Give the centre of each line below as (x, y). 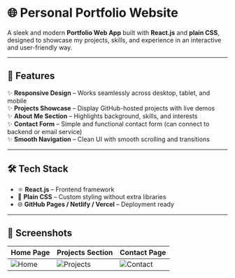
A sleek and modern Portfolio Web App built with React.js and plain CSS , (114, 32)
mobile (17, 101)
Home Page (30, 253)
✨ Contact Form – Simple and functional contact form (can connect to (108, 124)
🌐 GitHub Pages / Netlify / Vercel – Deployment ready (96, 204)
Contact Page (143, 253)
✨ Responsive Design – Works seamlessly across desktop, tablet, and (109, 93)
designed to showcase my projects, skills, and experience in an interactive (114, 40)
